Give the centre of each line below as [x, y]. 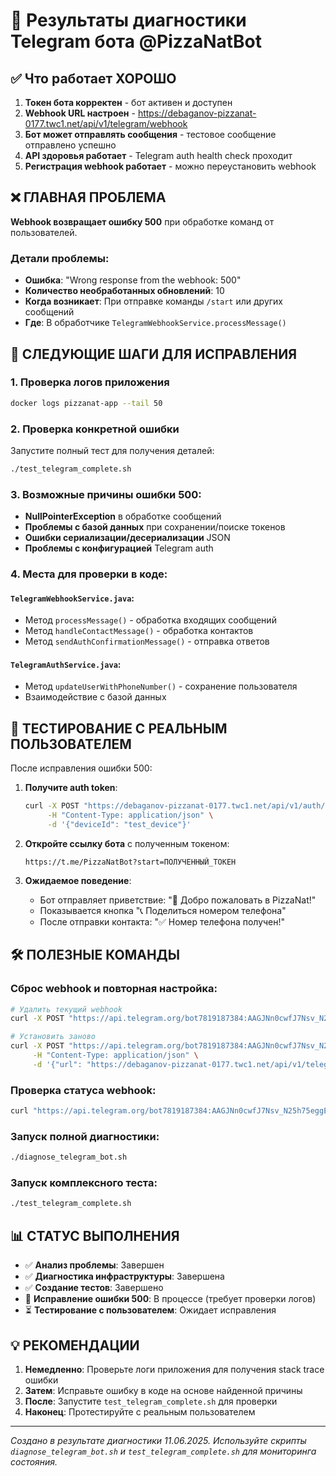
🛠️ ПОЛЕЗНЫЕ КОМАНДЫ [95, 955]
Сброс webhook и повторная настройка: [114, 989]
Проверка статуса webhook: [83, 1090]
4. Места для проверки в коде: [89, 574]
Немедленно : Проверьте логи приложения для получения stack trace [174, 1369]
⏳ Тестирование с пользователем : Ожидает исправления [150, 1310]
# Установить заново [53, 1037]
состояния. [34, 1461]
